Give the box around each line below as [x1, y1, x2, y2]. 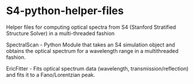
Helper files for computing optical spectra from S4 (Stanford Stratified [6, 23, 176, 31]
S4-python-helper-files [6, 4, 124, 18]
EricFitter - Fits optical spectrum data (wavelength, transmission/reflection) [6, 65, 189, 72]
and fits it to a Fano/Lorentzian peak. [6, 71, 96, 78]
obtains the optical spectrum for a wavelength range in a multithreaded [6, 47, 179, 54]
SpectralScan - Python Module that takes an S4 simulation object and [6, 41, 175, 48]
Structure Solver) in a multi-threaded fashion [6, 29, 115, 36]
